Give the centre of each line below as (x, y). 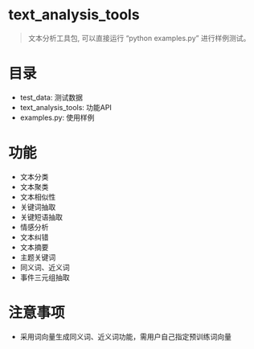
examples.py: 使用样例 (57, 117)
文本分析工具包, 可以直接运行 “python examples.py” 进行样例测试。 (139, 38)
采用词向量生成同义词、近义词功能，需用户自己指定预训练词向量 (125, 336)
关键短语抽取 (41, 217)
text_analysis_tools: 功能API (66, 107)
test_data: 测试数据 (51, 97)
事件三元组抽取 (45, 277)
